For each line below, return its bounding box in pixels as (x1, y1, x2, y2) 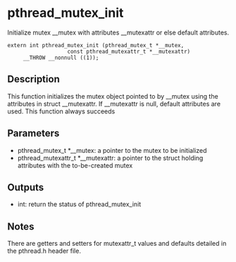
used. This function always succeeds (7, 107, 116, 116)
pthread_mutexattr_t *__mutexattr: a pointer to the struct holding (17, 154, 204, 162)
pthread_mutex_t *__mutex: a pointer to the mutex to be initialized (17, 146, 207, 154)
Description (7, 73, 60, 85)
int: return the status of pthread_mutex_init (17, 200, 142, 208)
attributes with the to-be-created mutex (17, 161, 133, 170)
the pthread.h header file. (7, 247, 81, 255)
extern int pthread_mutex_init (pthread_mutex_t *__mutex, (7, 42, 185, 49)
